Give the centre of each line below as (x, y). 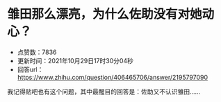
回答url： (30, 69)
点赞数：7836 (37, 52)
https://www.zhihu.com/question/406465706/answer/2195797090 (113, 77)
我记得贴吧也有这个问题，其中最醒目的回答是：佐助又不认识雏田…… (104, 92)
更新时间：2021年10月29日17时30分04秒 (75, 60)
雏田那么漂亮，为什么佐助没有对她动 (111, 14)
